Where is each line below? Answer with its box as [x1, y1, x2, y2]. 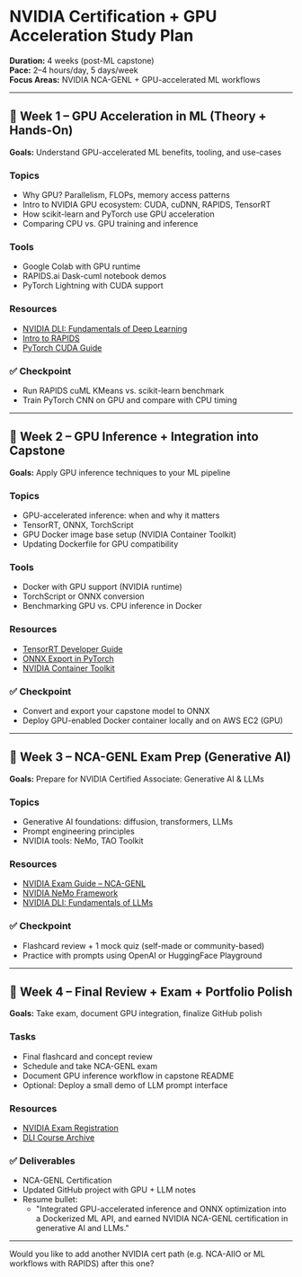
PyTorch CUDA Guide [22, 342, 102, 353]
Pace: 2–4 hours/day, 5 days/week [9, 65, 138, 76]
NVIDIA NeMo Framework [22, 888, 119, 898]
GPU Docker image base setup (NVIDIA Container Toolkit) [22, 529, 236, 540]
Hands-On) [9, 123, 74, 138]
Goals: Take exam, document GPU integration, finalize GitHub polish [9, 1008, 262, 1019]
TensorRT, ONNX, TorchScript [22, 520, 134, 531]
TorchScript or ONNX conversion [22, 591, 146, 602]
